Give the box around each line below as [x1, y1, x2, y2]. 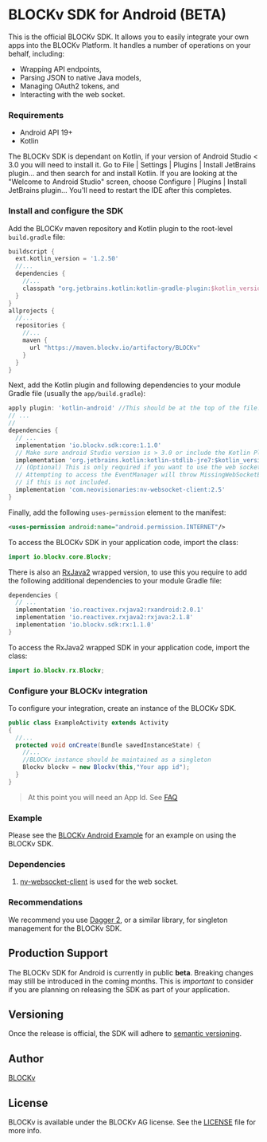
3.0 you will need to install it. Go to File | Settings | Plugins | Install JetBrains [8, 160, 256, 170]
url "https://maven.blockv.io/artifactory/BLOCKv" [29, 343, 201, 351]
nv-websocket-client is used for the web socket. [19, 877, 179, 886]
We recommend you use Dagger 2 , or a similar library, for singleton [8, 915, 228, 924]
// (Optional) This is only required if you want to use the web [15, 464, 237, 472]
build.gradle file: [8, 232, 66, 241]
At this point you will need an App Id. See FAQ [27, 792, 178, 802]
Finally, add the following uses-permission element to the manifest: [8, 508, 226, 517]
